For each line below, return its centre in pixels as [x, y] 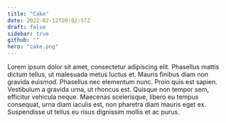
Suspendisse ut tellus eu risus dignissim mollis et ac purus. [93, 112]
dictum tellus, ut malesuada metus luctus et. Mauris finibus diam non [108, 74]
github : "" [23, 40]
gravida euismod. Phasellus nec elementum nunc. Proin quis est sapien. [113, 82]
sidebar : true [28, 34]
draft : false [27, 27]
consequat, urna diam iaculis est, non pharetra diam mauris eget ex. [107, 104]
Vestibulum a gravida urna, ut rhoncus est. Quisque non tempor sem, [108, 89]
